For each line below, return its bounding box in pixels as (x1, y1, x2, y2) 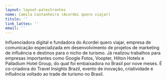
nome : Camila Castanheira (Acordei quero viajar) (5, 12, 111, 17)
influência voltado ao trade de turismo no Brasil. (5, 71, 104, 77)
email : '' (5, 26, 26, 31)
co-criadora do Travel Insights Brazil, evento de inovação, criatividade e (5, 66, 153, 72)
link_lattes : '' (5, 21, 39, 26)
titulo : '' (5, 16, 28, 21)
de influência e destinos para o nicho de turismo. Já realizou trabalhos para (5, 50, 161, 56)
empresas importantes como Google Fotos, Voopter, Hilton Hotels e (5, 55, 144, 61)
